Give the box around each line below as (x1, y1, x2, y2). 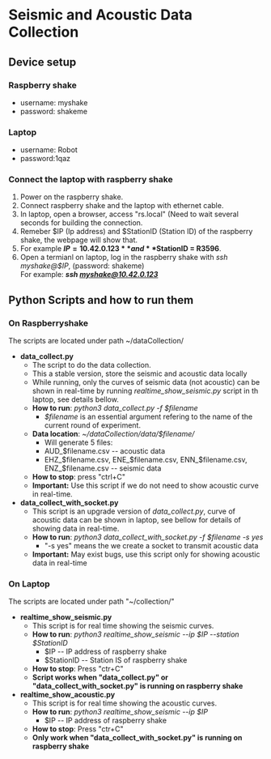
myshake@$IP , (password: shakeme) (19, 261, 145, 271)
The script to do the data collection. (32, 360, 151, 370)
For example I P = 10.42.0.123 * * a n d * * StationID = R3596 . (19, 244, 222, 254)
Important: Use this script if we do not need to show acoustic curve (32, 480, 259, 491)
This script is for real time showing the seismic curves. (32, 621, 214, 631)
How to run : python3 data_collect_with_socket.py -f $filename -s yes (32, 532, 264, 542)
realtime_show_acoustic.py (19, 690, 116, 700)
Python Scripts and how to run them (8, 293, 194, 307)
